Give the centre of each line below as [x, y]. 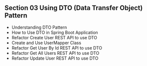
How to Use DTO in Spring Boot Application [55, 32]
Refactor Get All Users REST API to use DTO [55, 53]
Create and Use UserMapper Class [46, 43]
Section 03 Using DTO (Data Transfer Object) [74, 8]
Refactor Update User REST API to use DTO [55, 58]
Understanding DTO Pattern [39, 27]
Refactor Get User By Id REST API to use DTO [57, 48]
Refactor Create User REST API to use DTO [54, 37]
